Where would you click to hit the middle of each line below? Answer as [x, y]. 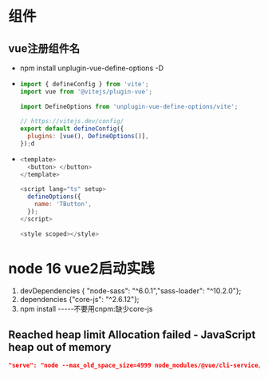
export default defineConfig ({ [72, 129]
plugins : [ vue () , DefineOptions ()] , [88, 137]
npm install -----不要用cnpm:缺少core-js [86, 309]
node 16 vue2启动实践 [81, 268]
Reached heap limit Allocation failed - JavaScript [132, 334]
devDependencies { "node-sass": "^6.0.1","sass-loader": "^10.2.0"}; [130, 291]
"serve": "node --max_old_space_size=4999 [80, 366]
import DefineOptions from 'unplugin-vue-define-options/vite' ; [129, 106]
